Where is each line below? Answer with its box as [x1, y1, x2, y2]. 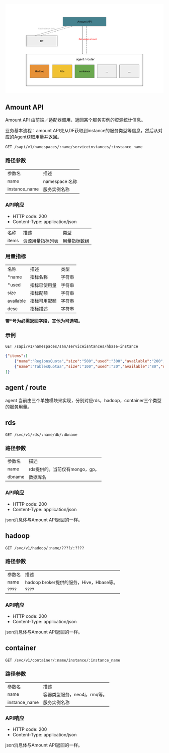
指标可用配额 [30, 298, 57, 304]
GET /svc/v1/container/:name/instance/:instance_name [5, 657, 121, 663]
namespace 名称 [43, 178, 77, 184]
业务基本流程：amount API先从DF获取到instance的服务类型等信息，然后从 [5, 128, 158, 134]
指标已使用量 [30, 282, 57, 288]
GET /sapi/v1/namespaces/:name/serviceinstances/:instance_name [5, 145, 143, 150]
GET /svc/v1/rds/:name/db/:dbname [5, 432, 78, 437]
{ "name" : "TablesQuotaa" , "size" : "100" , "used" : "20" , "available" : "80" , [14, 364, 161, 369]
